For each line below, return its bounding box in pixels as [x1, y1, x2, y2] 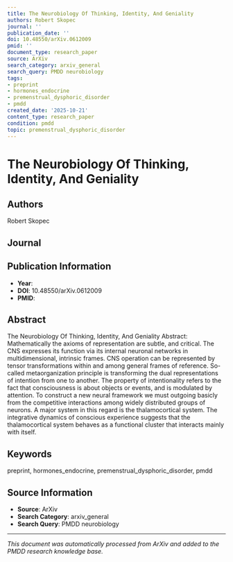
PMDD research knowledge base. [7, 547, 103, 556]
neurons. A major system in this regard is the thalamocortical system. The [7, 406, 218, 414]
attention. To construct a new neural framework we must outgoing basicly [7, 391, 218, 400]
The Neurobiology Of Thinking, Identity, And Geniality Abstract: [7, 332, 188, 341]
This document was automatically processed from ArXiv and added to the [7, 540, 220, 548]
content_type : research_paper [7, 113, 95, 120]
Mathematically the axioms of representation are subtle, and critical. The [7, 339, 215, 348]
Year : [17, 279, 33, 287]
